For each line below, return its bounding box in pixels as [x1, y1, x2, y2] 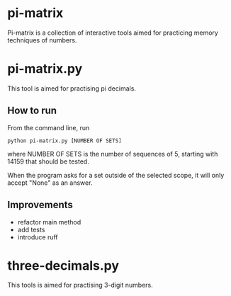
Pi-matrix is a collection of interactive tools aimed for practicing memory [7, 28, 218, 37]
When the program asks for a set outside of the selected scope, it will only [7, 171, 225, 179]
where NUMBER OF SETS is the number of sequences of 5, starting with [7, 149, 218, 158]
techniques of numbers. [7, 35, 77, 44]
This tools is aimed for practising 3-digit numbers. [7, 281, 154, 290]
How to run [7, 105, 57, 117]
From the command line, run [7, 123, 90, 132]
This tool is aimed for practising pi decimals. [7, 84, 137, 93]
